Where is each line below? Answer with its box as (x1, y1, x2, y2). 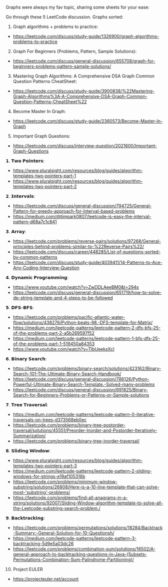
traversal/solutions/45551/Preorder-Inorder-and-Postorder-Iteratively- (12, 427, 157, 433)
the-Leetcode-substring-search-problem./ (12, 505, 100, 511)
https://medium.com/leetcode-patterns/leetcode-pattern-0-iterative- (12, 411, 155, 417)
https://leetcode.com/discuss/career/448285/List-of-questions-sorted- (12, 249, 161, 255)
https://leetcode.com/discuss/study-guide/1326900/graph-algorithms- (12, 34, 159, 39)
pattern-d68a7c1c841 (12, 219, 57, 225)
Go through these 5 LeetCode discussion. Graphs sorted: (5, 14, 123, 20)
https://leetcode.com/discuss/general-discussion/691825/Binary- (12, 387, 148, 392)
